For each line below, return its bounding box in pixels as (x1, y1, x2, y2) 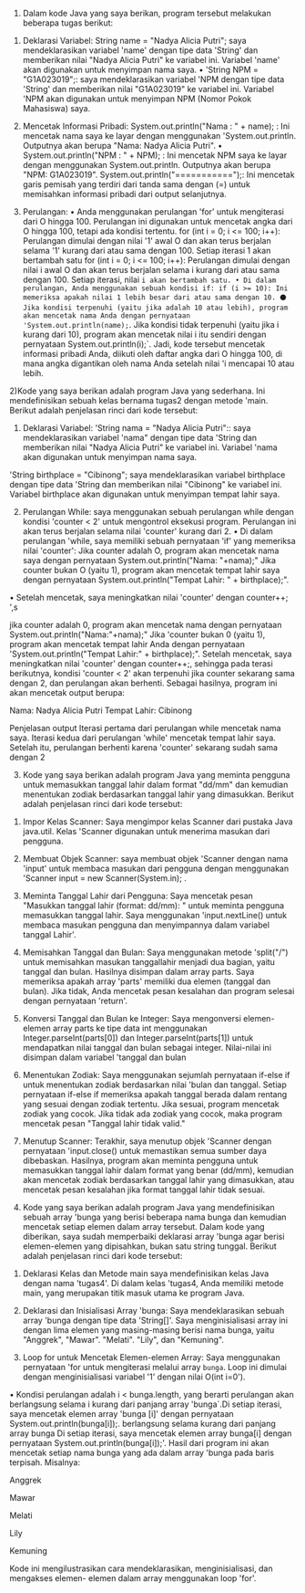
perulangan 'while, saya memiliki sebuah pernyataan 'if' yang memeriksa (22, 536, 296, 546)
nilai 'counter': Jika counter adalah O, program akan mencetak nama (22, 545, 280, 556)
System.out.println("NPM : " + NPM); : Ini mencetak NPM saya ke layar (22, 150, 288, 161)
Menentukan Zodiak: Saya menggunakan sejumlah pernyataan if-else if (22, 1070, 290, 1080)
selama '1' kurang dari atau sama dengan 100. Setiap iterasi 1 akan (22, 246, 271, 256)
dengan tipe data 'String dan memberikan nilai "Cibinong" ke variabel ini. (9, 479, 282, 489)
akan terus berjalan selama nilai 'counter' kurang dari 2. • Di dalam (22, 526, 273, 537)
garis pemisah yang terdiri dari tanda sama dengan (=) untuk (22, 179, 250, 190)
